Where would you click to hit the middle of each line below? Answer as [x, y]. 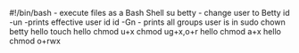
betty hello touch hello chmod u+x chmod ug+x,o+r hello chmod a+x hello [145, 31]
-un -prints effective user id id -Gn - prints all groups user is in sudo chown [147, 22]
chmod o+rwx [35, 41]
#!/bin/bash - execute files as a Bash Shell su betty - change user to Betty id [149, 13]
